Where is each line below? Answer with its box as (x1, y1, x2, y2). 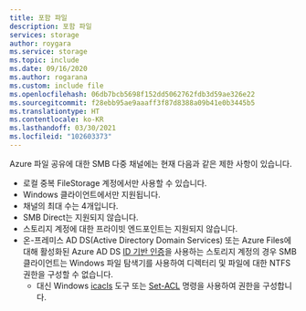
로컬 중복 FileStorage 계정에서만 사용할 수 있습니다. (22, 177, 207, 188)
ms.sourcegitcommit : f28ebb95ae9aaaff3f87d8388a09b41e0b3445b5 (9, 98, 256, 108)
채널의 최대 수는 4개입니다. (22, 200, 119, 211)
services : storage (9, 30, 79, 39)
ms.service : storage (9, 47, 89, 57)
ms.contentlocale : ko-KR (9, 115, 104, 124)
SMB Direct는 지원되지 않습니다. (22, 212, 139, 223)
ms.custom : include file (9, 81, 104, 90)
